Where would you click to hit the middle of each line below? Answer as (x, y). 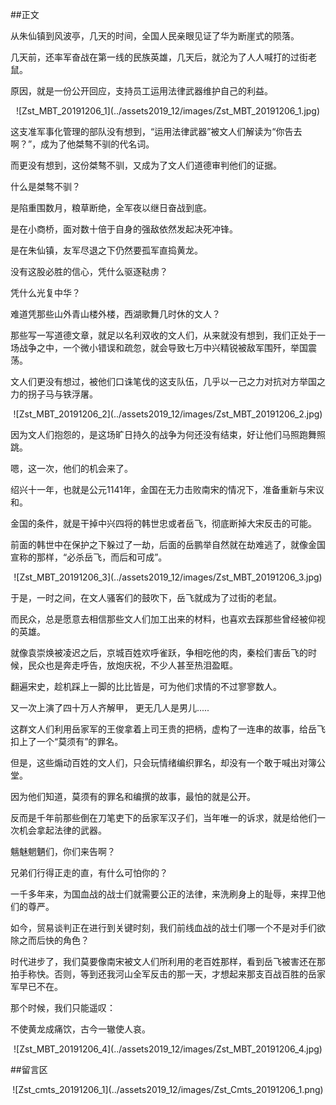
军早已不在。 (36, 986)
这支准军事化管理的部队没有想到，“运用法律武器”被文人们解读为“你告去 (156, 131)
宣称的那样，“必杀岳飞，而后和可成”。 (89, 557)
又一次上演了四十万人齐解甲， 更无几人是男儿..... (110, 707)
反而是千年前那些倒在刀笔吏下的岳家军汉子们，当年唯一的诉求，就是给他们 (163, 817)
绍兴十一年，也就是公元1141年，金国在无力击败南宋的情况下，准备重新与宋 (163, 489)
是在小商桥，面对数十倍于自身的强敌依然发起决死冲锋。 (124, 229)
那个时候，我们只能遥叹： (63, 1007)
